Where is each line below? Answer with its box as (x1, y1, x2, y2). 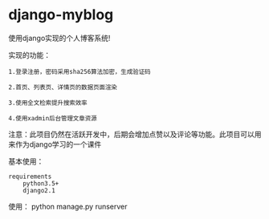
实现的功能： (8, 50, 51, 59)
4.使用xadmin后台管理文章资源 (8, 114, 98, 122)
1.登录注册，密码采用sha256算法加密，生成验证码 (8, 67, 151, 75)
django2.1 (22, 186, 56, 194)
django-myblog (8, 6, 114, 24)
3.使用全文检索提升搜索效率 (8, 99, 88, 107)
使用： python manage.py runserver (8, 201, 128, 211)
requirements (8, 172, 52, 180)
